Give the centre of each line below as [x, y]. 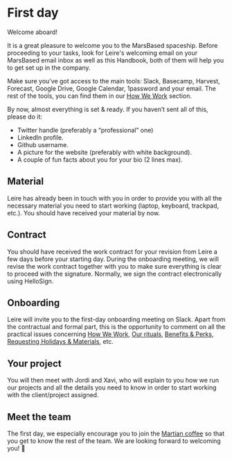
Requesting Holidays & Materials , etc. [61, 342]
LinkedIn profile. [40, 137]
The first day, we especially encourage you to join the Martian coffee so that [116, 433]
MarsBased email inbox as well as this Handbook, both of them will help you [115, 60]
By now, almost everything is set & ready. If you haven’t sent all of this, [108, 109]
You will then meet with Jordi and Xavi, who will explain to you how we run [113, 381]
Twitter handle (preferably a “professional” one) [85, 130]
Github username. [43, 144]
